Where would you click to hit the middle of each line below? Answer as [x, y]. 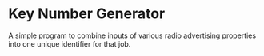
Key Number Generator [87, 14]
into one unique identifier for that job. [70, 43]
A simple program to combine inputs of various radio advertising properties [132, 35]
